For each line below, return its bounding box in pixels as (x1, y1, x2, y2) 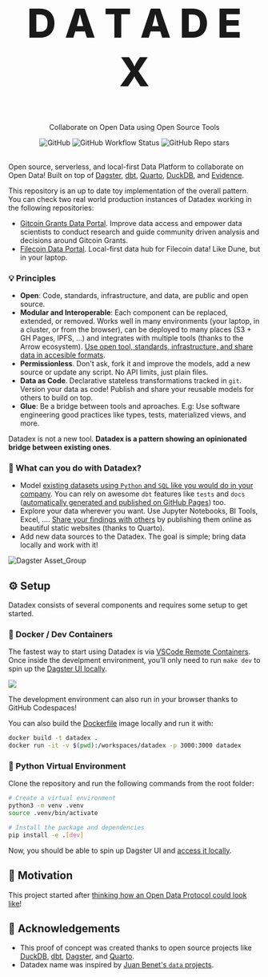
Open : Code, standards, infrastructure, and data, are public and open (19, 290, 249, 300)
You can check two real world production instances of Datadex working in (8, 194, 252, 204)
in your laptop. (19, 252, 68, 262)
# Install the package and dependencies (8, 823, 146, 831)
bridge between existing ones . (8, 442, 112, 452)
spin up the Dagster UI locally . (8, 664, 108, 674)
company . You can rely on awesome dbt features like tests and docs (19, 489, 246, 499)
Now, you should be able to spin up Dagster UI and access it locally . (8, 846, 232, 855)
